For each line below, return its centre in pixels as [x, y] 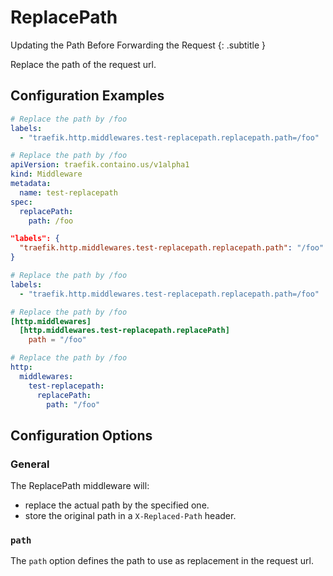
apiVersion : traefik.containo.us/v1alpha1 [100, 165]
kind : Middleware [46, 174]
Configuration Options [81, 435]
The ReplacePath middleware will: [80, 486]
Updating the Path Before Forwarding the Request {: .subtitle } [138, 45]
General [30, 464]
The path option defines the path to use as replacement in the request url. [162, 561]
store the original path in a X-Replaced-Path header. [130, 516]
